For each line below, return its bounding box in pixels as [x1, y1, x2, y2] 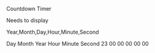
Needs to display [6, 17, 49, 23]
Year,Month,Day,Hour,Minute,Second [6, 28, 99, 36]
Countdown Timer [6, 5, 52, 12]
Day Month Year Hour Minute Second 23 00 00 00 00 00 [6, 40, 149, 47]
